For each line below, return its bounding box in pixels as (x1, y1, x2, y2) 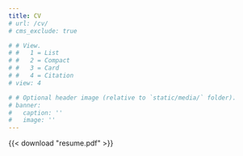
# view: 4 (8, 78, 42, 87)
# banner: (8, 101, 42, 109)
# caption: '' (8, 108, 63, 117)
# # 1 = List (8, 49, 60, 57)
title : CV (8, 11, 42, 20)
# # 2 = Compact (8, 57, 70, 65)
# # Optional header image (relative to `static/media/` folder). (8, 94, 237, 102)
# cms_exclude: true (8, 27, 78, 35)
